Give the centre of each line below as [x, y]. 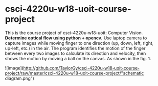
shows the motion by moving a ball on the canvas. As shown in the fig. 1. [78, 58]
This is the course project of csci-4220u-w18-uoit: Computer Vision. [74, 33]
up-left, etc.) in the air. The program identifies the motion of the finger [75, 48]
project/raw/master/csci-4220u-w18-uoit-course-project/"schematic [75, 73]
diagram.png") [20, 78]
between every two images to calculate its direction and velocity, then [76, 53]
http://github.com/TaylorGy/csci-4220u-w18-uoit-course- [81, 68]
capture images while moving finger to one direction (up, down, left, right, [79, 43]
